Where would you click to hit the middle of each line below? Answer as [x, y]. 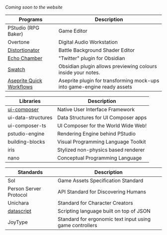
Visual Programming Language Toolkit [101, 142]
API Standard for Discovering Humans [102, 192]
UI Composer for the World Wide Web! [102, 125]
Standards [30, 172]
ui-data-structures [30, 117]
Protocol [17, 195]
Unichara [18, 203]
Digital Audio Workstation [88, 42]
